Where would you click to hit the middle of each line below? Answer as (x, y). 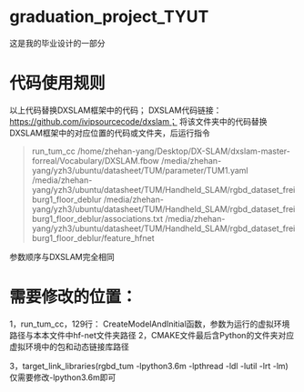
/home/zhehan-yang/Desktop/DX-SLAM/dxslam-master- (184, 151)
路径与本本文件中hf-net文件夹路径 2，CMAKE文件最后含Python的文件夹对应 (152, 335)
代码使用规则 (58, 83)
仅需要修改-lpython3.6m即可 (63, 377)
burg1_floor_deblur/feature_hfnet (93, 237)
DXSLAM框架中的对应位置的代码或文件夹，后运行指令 (110, 133)
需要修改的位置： (74, 297)
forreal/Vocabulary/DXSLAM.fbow (95, 160)
